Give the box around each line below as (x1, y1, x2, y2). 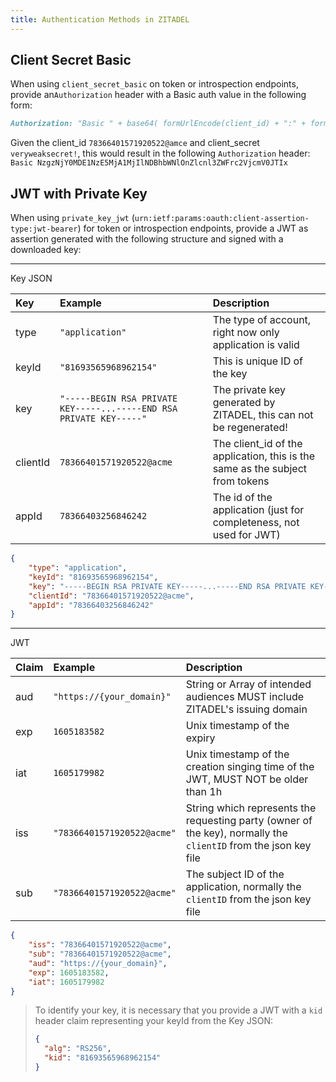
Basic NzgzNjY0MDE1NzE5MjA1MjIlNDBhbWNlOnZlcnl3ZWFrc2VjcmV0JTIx (10, 158, 288, 168)
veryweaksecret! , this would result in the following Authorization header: (10, 147, 311, 160)
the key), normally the (185, 826, 288, 840)
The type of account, (212, 313, 312, 327)
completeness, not (212, 516, 300, 530)
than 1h (185, 785, 223, 799)
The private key (212, 383, 286, 397)
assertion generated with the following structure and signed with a (10, 233, 284, 245)
